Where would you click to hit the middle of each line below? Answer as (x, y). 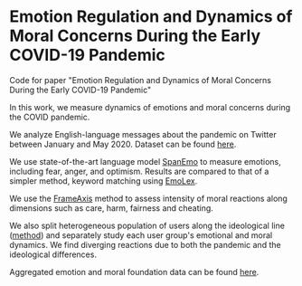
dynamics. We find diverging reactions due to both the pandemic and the (146, 244)
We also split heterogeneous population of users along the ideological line (147, 225)
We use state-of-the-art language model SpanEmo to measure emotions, (146, 161)
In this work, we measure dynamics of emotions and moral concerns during (150, 107)
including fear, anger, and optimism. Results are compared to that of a (139, 171)
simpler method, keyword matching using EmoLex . (104, 181)
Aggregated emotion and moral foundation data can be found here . (134, 272)
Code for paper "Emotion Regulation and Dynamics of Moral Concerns (140, 80)
